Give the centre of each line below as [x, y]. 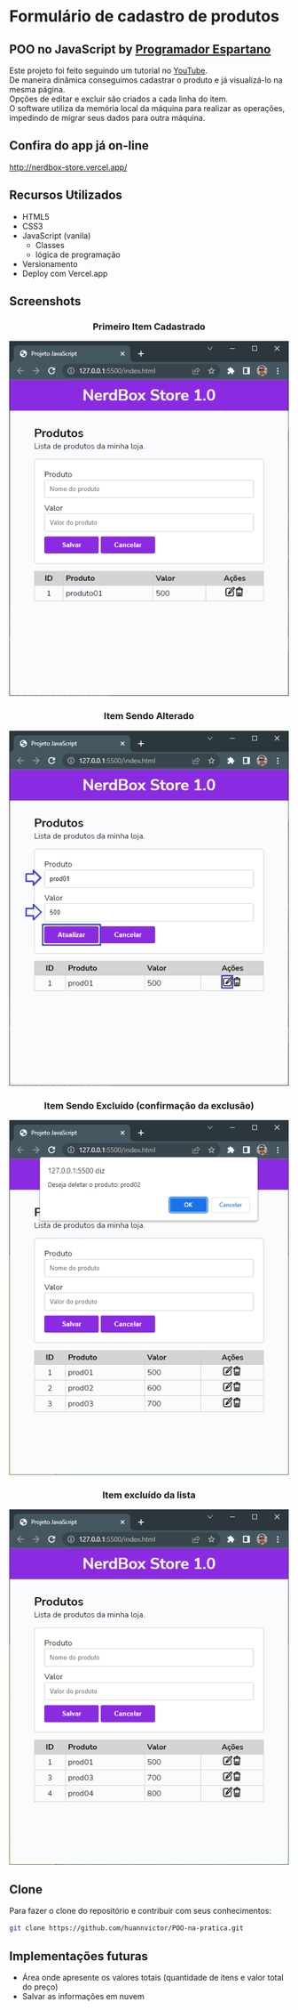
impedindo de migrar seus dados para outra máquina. [107, 118]
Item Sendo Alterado [149, 716]
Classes [50, 245]
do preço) [40, 1987]
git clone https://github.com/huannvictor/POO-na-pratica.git [126, 1928]
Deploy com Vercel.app [65, 273]
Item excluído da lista [149, 1495]
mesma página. [37, 89]
